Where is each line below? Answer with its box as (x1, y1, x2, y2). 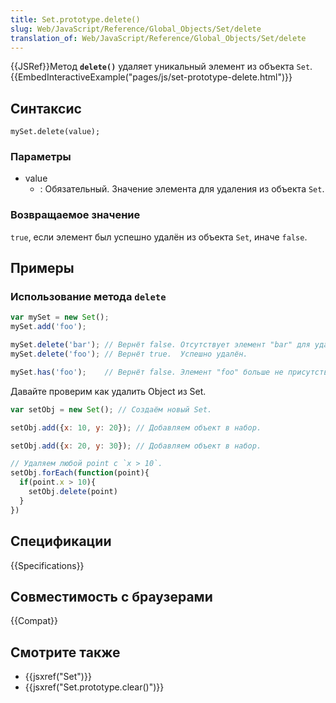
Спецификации (10, 533, 112, 550)
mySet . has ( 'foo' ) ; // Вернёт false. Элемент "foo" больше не (10, 367, 284, 377)
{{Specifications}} (10, 559, 85, 571)
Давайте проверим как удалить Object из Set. (10, 385, 207, 397)
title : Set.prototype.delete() (10, 14, 141, 25)
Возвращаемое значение (10, 208, 141, 222)
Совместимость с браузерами (10, 588, 213, 605)
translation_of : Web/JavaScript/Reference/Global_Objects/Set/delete (10, 33, 307, 43)
